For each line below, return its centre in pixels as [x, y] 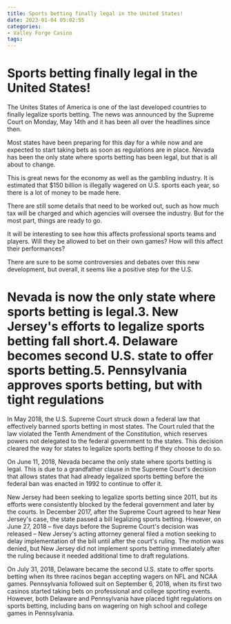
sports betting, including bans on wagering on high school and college [107, 606]
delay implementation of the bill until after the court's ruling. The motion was [115, 541]
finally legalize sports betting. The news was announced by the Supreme [111, 115]
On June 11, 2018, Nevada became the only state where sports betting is [110, 462]
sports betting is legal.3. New [93, 312]
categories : [24, 26]
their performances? [36, 248]
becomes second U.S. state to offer [110, 356]
